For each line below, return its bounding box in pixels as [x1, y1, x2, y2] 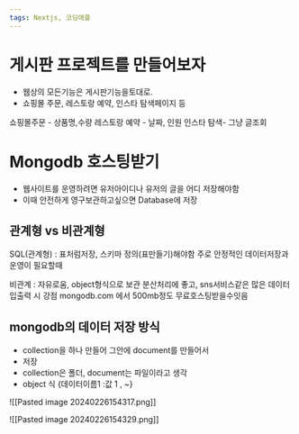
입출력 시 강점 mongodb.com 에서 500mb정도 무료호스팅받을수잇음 [9, 290, 249, 302]
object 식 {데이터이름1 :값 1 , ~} [22, 379, 133, 390]
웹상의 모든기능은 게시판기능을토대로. [22, 86, 153, 97]
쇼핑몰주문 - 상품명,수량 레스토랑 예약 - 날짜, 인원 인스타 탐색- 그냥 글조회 [9, 116, 267, 127]
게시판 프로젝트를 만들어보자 [9, 55, 206, 75]
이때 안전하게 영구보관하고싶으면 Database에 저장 [22, 194, 198, 205]
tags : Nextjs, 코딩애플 [9, 13, 91, 23]
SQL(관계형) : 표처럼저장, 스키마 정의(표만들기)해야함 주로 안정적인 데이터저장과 [9, 249, 289, 259]
